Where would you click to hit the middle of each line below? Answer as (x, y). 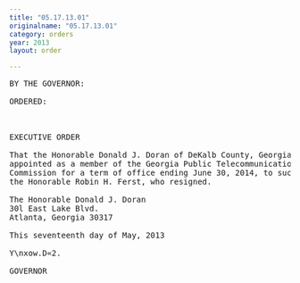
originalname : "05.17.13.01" (63, 26)
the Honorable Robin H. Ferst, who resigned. (111, 182)
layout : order (36, 51)
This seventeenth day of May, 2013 (87, 236)
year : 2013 (29, 42)
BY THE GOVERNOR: (47, 84)
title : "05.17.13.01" (50, 17)
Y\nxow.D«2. (35, 254)
